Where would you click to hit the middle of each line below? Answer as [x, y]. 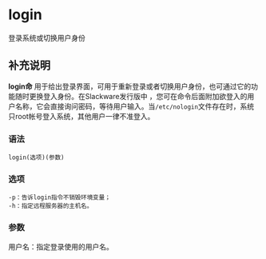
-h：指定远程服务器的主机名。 [51, 206]
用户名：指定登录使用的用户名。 [61, 246]
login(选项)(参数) [36, 157]
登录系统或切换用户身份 [47, 38]
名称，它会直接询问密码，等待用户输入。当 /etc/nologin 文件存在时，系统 [134, 106]
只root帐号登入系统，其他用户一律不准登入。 [81, 116]
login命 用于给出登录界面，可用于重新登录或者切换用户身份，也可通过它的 [130, 86]
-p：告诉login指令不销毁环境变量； [60, 197]
